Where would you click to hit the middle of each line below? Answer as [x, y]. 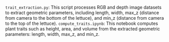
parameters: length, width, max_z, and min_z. [52, 34]
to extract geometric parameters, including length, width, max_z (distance [82, 13]
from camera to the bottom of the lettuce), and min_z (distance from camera [85, 18]
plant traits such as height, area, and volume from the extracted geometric [83, 29]
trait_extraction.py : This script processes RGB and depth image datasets [83, 7]
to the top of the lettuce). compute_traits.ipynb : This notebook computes [82, 23]
